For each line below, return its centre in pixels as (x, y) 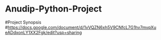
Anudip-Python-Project (53, 9)
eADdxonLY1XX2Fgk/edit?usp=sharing (44, 32)
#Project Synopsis (23, 22)
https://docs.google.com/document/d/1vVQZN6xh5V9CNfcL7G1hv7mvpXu (82, 27)
